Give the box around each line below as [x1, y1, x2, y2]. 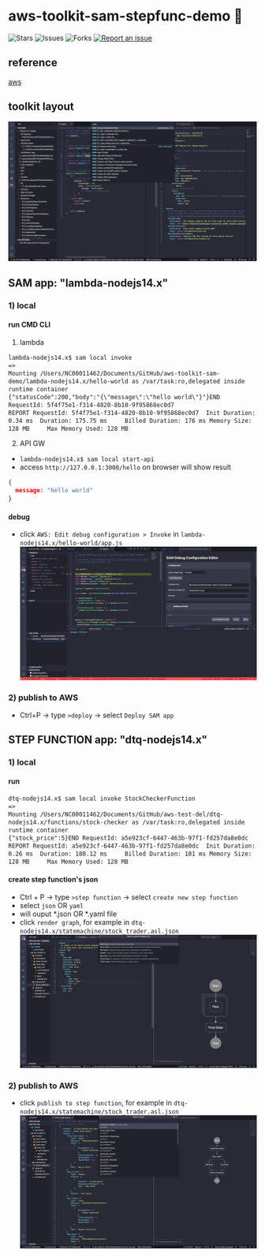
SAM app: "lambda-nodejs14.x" [8, 276, 168, 290]
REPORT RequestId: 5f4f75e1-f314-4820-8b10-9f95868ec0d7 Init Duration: [8, 409, 256, 417]
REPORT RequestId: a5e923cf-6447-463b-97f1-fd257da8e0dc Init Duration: [8, 842, 256, 851]
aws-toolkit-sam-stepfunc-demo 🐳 [8, 7, 243, 25]
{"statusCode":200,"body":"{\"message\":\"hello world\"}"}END [8, 393, 221, 401]
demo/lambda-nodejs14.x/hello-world [8, 377, 129, 385]
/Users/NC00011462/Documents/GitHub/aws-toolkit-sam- [39, 369, 221, 377]
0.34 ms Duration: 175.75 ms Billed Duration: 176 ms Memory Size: [8, 417, 252, 425]
